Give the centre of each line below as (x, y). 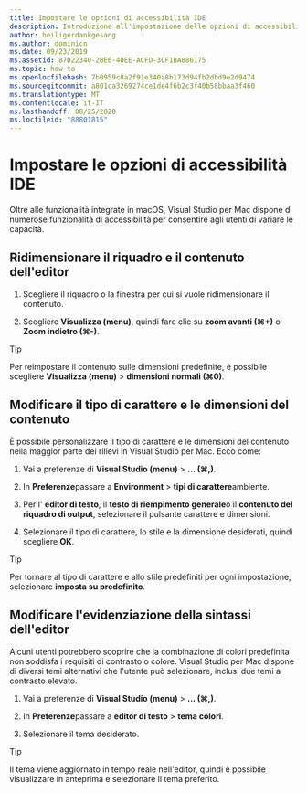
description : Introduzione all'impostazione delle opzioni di (130, 26)
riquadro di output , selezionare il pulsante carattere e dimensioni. (146, 513)
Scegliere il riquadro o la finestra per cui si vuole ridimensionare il (146, 294)
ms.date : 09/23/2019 (49, 52)
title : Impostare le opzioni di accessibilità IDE (108, 18)
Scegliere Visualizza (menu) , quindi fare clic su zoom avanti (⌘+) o (151, 322)
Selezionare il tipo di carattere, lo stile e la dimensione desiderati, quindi (158, 532)
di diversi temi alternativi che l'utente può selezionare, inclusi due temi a (145, 671)
